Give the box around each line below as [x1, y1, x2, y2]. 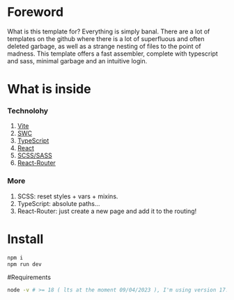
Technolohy [7, 106, 49, 116]
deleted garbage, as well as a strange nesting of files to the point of [7, 42, 201, 50]
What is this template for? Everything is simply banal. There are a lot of [7, 27, 210, 35]
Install [7, 231, 44, 247]
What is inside [7, 81, 92, 97]
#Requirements [7, 273, 51, 282]
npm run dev [7, 260, 42, 268]
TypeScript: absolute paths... [17, 199, 100, 207]
